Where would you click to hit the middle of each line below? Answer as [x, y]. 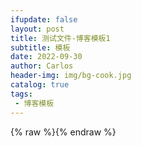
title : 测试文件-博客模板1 [60, 38]
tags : [21, 94]
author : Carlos [42, 66]
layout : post [37, 29]
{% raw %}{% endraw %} [63, 132]
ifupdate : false [44, 19]
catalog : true [40, 85]
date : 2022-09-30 [46, 57]
